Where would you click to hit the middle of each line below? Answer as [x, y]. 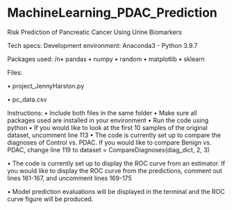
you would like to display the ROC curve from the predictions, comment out [115, 170]
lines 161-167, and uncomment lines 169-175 [69, 178]
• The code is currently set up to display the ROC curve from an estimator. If [116, 163]
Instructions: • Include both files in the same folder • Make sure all [102, 113]
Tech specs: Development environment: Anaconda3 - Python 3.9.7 [102, 45]
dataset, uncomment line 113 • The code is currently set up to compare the [114, 135]
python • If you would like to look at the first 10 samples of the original [108, 127]
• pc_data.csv [27, 99]
